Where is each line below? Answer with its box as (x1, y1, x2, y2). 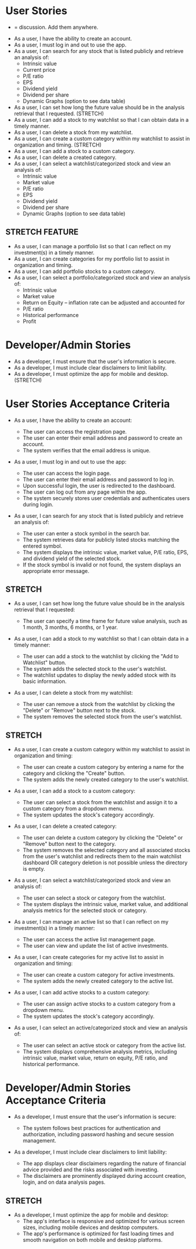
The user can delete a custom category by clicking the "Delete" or (22, 834, 183, 841)
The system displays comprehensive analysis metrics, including (22, 1048, 177, 1055)
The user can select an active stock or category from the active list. (22, 1042, 186, 1049)
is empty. (22, 865, 45, 872)
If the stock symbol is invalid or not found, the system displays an (22, 561, 181, 568)
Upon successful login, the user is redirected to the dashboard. (22, 482, 176, 489)
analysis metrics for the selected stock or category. (22, 907, 147, 914)
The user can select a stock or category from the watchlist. (22, 894, 166, 901)
